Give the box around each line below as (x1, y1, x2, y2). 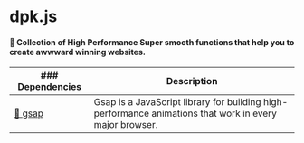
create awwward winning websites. (9, 46, 147, 57)
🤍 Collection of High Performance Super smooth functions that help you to (9, 36, 295, 47)
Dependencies (17, 81, 81, 93)
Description (166, 75, 218, 88)
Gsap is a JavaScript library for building (93, 96, 261, 109)
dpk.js (9, 6, 58, 27)
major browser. (93, 119, 158, 131)
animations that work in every (151, 107, 278, 119)
